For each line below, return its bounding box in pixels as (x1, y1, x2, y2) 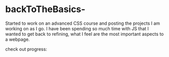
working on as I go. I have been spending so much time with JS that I (5, 25, 149, 31)
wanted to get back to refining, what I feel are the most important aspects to (5, 31, 164, 37)
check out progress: (5, 46, 47, 52)
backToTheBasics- (5, 4, 86, 15)
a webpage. (5, 36, 30, 42)
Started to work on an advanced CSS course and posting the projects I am (5, 20, 160, 26)
